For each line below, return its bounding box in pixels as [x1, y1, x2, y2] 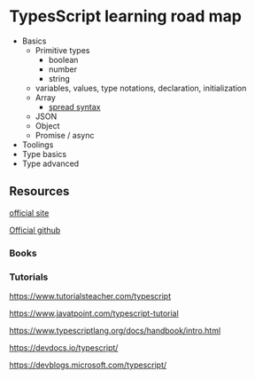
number [48, 64, 78, 75]
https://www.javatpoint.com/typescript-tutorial [9, 308, 179, 319]
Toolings [21, 139, 54, 150]
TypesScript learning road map [9, 6, 242, 27]
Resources [9, 184, 70, 199]
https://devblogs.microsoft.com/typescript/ [9, 359, 167, 370]
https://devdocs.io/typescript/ [9, 342, 119, 352]
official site [9, 207, 50, 218]
